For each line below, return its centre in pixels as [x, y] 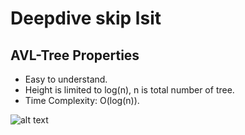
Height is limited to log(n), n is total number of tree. [129, 90]
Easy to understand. [66, 79]
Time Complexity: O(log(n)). [82, 100]
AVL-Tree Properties [75, 55]
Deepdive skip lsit [86, 18]
